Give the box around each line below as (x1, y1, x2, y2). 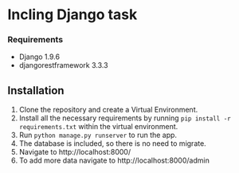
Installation (7, 84, 65, 97)
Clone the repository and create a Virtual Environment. (18, 105, 198, 115)
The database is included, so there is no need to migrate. (18, 139, 206, 148)
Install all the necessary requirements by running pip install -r (18, 113, 232, 123)
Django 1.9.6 (18, 52, 61, 61)
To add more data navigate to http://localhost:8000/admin (18, 155, 210, 165)
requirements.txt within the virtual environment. (18, 122, 178, 132)
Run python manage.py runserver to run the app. (18, 130, 177, 140)
